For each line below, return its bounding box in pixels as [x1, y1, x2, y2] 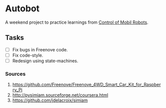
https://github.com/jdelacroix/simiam [12, 97, 88, 104]
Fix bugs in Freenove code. [12, 46, 68, 52]
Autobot [5, 3, 40, 14]
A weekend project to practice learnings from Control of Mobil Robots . [5, 19, 149, 25]
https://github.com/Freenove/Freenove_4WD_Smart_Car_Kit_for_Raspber [12, 82, 161, 88]
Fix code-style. [12, 52, 44, 58]
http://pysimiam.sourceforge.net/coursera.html [12, 92, 109, 98]
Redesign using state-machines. [12, 58, 78, 64]
